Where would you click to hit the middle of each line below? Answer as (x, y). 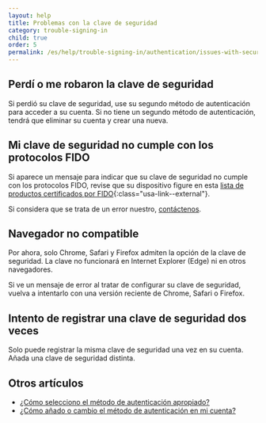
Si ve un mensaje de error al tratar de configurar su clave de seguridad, (125, 285)
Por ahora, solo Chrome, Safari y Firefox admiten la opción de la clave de (127, 253)
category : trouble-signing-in (58, 30)
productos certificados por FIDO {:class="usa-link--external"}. (109, 193)
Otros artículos (46, 383)
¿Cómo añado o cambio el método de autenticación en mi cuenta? (127, 411)
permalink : (26, 52)
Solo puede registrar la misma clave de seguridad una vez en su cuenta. (126, 350)
